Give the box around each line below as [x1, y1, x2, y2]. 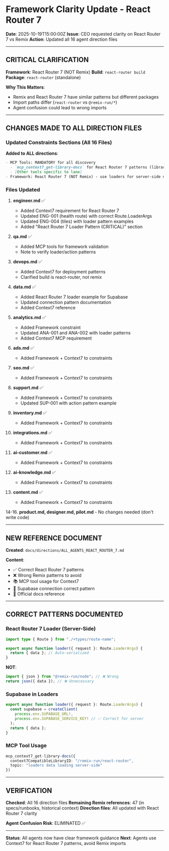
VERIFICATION [6, 786, 52, 795]
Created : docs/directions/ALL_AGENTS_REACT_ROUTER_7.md [6, 547, 124, 553]
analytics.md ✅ [13, 314, 47, 320]
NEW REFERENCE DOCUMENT [6, 534, 102, 542]
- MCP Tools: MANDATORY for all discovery [6, 160, 96, 165]
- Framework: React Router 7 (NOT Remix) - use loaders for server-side [6, 174, 161, 179]
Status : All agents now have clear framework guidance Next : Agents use [6, 835, 157, 841]
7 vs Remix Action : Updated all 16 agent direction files [6, 36, 117, 42]
